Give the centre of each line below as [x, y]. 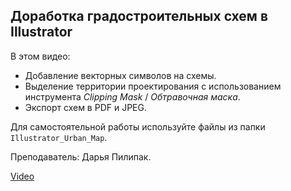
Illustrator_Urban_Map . [59, 137]
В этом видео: [40, 56]
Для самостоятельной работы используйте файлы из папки [138, 126]
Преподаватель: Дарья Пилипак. [81, 156]
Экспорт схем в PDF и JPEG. [85, 107]
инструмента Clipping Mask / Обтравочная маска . [132, 96]
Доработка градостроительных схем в [139, 16]
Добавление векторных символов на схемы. [120, 75]
